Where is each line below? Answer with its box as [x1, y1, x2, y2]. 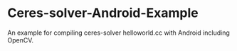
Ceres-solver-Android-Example [7, 5, 199, 21]
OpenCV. [7, 35, 34, 44]
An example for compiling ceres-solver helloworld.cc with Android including [7, 28, 230, 37]
